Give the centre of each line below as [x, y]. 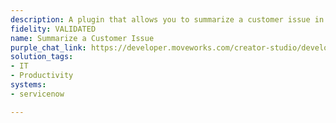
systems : [28, 85]
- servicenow [37, 94]
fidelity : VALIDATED [53, 29]
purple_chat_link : [48, 47]
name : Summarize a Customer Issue [82, 38]
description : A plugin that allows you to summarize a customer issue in [167, 19]
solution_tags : [42, 57]
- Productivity [42, 76]
